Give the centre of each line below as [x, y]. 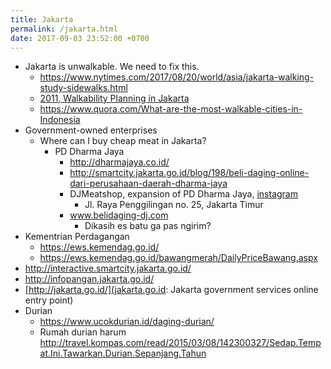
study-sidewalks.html [83, 88]
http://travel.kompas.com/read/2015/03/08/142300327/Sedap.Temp [180, 343]
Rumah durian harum [83, 332]
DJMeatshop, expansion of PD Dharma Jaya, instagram [183, 194]
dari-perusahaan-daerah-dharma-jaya [148, 183]
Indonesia [60, 120]
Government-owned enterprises [91, 130]
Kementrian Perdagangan [77, 237]
